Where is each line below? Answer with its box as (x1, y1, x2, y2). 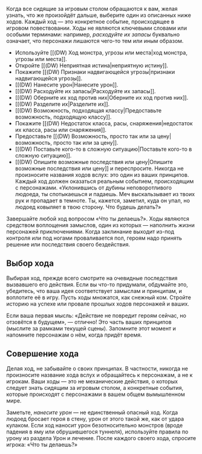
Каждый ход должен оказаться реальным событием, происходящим (15, 178, 194, 185)
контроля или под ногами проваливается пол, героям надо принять (6, 234, 183, 242)
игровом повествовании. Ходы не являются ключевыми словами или (6, 24, 187, 31)
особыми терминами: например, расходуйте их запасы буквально (6, 31, 180, 38)
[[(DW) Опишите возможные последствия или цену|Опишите (15, 159, 174, 165)
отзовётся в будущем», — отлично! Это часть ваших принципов (6, 318, 172, 326)
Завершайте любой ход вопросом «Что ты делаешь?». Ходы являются (6, 215, 189, 222)
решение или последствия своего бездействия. (6, 241, 131, 248)
